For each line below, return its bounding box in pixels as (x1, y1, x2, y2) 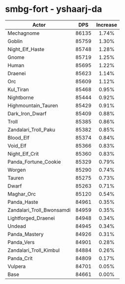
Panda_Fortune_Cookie (7, 158, 61, 165)
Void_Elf (7, 142, 27, 149)
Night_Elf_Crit (7, 150, 39, 157)
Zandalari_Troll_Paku (7, 126, 56, 133)
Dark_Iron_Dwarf (7, 110, 47, 117)
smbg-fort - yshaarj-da (5, 3, 102, 15)
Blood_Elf (7, 134, 30, 141)
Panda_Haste (7, 198, 38, 205)
